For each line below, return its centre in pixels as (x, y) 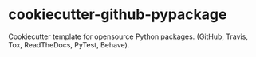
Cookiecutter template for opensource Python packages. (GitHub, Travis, (128, 36)
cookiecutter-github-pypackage (118, 15)
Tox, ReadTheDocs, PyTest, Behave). (69, 44)
